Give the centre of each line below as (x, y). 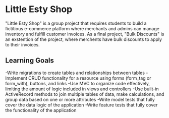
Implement (16, 78)
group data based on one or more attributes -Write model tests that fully (80, 99)
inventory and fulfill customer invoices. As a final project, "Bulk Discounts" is (85, 34)
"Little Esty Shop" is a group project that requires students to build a (76, 23)
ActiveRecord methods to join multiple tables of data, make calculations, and (85, 94)
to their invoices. (22, 44)
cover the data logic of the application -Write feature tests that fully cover (81, 105)
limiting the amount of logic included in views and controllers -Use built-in (82, 89)
